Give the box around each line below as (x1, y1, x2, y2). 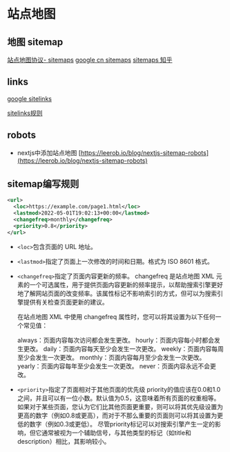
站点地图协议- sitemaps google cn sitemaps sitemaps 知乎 (7, 56, 173, 64)
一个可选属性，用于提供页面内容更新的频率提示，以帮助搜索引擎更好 (29, 280, 223, 289)
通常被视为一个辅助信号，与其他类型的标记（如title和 (41, 428, 191, 437)
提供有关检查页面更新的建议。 (23, 298, 108, 306)
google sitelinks (7, 94, 52, 102)
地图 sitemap (7, 36, 64, 48)
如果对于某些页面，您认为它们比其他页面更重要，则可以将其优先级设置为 (17, 402, 223, 410)
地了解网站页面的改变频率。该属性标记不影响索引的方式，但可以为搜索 (17, 289, 218, 298)
